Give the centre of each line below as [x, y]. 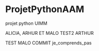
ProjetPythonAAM [45, 9]
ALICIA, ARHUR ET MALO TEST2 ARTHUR [49, 33]
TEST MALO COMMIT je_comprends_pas [48, 43]
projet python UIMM [26, 23]
